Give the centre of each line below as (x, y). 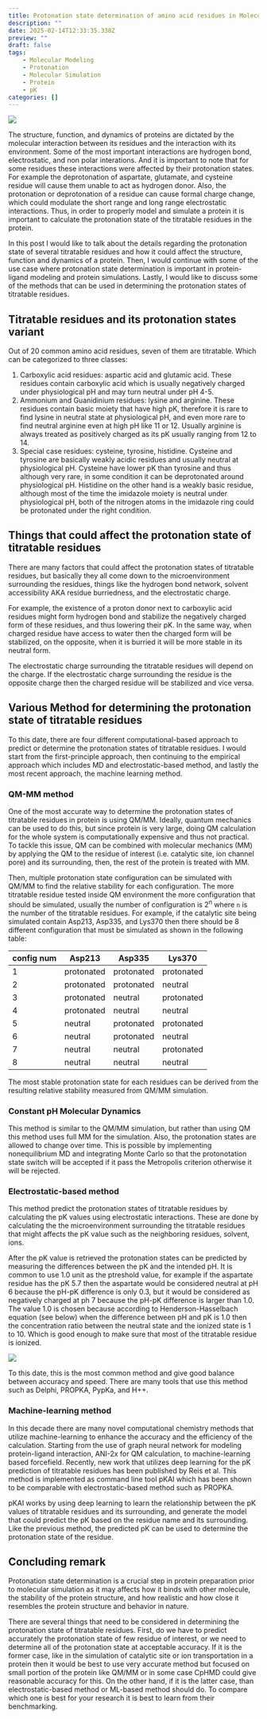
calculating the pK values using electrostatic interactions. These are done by (133, 1217)
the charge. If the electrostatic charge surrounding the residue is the (120, 674)
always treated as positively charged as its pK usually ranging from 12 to (138, 435)
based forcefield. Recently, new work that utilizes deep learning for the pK (130, 1462)
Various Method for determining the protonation (130, 708)
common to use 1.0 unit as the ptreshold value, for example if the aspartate (131, 1275)
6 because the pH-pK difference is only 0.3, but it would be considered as (129, 1292)
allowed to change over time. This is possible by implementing (110, 1145)
